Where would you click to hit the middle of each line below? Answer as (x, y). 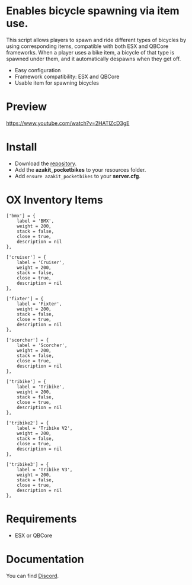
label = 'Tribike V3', (45, 470)
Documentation (45, 559)
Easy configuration (38, 70)
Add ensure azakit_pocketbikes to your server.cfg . (78, 176)
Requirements (41, 519)
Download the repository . (46, 163)
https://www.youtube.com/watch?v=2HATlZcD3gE (68, 123)
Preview (27, 107)
